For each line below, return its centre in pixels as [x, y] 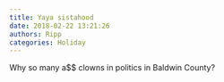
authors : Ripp [36, 34]
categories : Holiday [48, 42]
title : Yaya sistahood [52, 17]
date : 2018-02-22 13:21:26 [60, 26]
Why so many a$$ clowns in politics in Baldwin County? [112, 68]
